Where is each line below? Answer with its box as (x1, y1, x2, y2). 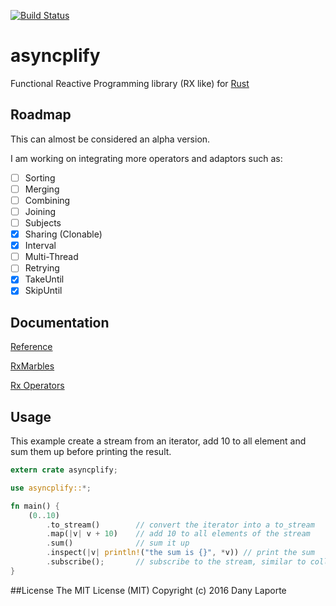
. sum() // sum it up (46, 538, 190, 549)
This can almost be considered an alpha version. (10, 133, 211, 145)
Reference (10, 341, 53, 353)
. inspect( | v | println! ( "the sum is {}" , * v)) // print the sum (46, 548, 315, 558)
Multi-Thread (24, 251, 79, 263)
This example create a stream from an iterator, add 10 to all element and (10, 435, 307, 447)
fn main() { (10, 501, 60, 511)
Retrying (24, 262, 60, 274)
